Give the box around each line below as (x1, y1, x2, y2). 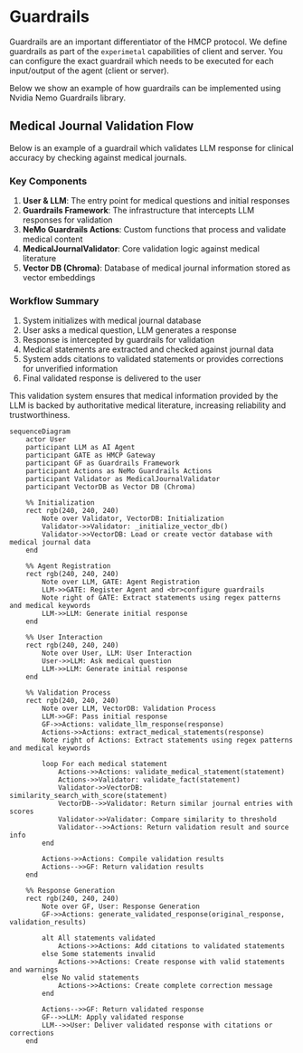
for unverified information (22, 364, 118, 375)
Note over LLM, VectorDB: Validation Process (42, 704, 217, 714)
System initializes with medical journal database (22, 315, 202, 327)
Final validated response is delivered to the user (22, 373, 202, 384)
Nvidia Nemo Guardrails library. (9, 92, 127, 103)
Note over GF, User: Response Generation (42, 902, 201, 911)
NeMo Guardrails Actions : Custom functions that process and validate (22, 224, 287, 235)
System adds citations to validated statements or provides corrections (22, 354, 284, 365)
